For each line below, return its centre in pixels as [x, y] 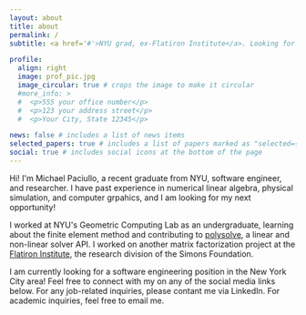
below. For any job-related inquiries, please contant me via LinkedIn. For [145, 290]
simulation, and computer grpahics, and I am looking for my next [131, 198]
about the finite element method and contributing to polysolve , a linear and [149, 234]
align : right [42, 68]
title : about [34, 26]
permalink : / [34, 35]
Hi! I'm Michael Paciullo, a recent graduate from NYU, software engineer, [146, 178]
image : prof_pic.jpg [56, 77]
